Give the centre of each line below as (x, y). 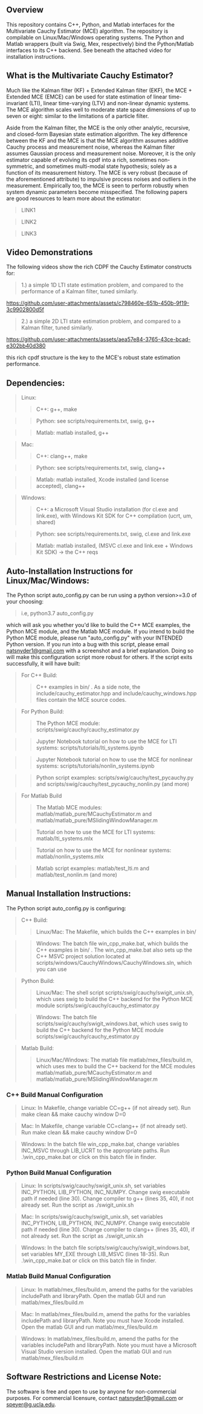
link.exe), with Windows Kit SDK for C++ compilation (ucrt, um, (114, 516)
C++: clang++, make (62, 456)
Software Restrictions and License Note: (84, 1377)
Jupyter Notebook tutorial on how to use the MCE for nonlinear (114, 760)
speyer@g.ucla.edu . (31, 1404)
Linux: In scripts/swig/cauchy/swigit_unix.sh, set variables (93, 1186)
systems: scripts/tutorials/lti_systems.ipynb (90, 748)
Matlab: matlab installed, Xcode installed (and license (102, 479)
